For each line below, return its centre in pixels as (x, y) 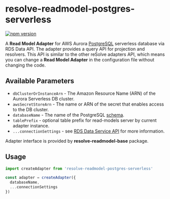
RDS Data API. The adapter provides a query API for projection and (75, 49)
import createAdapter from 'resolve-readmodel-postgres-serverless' (79, 169)
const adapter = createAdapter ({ (41, 178)
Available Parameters (40, 81)
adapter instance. (31, 125)
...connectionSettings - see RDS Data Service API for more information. (89, 131)
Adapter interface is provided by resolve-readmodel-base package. (77, 141)
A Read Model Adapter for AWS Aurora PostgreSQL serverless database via (85, 43)
